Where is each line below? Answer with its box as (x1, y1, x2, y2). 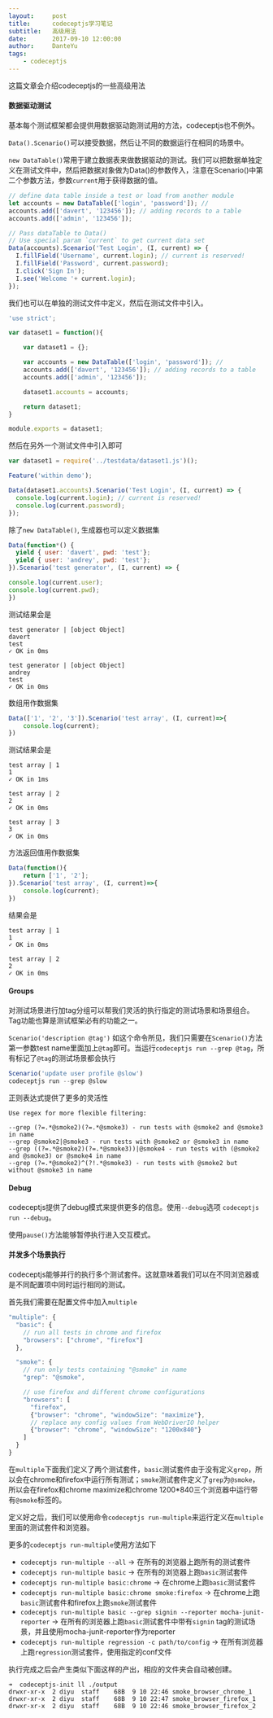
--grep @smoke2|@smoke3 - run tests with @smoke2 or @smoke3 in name (8, 1137, 249, 1146)
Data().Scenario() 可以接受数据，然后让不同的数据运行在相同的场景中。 (8, 138, 249, 147)
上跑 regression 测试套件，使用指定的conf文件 (19, 1646, 172, 1657)
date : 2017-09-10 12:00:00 (8, 34, 122, 43)
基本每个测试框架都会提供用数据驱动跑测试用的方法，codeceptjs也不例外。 (8, 121, 260, 130)
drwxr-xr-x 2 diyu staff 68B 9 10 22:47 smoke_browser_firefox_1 (8, 1694, 256, 1703)
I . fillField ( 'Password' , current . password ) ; (15, 260, 169, 268)
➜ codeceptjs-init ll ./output (8, 1681, 118, 1689)
